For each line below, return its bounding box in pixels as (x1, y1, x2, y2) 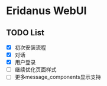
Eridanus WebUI (6, 4, 87, 18)
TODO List (6, 28, 44, 38)
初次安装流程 (14, 44, 46, 51)
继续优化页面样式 (14, 66, 57, 73)
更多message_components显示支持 (14, 74, 102, 81)
